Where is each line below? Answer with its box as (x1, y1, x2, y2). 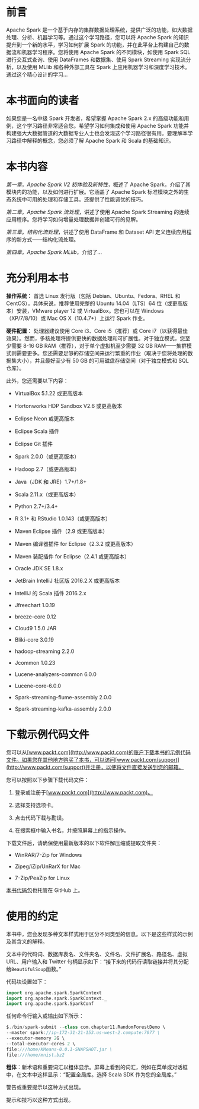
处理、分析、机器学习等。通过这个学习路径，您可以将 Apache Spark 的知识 (6, 33, 190, 40)
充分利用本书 (6, 272, 69, 285)
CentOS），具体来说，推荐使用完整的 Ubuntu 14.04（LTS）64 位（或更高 (6, 300, 183, 307)
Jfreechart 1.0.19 (14, 601, 55, 608)
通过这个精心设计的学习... (6, 71, 68, 78)
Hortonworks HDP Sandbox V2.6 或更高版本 (14, 402, 123, 409)
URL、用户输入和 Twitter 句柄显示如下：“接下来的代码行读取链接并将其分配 (6, 958, 189, 965)
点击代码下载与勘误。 (14, 814, 67, 821)
